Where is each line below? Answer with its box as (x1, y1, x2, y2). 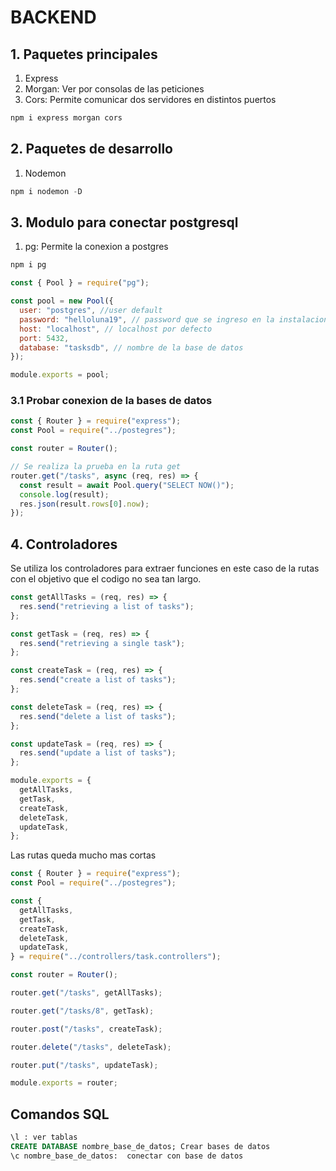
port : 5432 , (19, 333, 70, 343)
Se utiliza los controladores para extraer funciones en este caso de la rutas (10, 562, 320, 575)
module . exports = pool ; (10, 370, 110, 380)
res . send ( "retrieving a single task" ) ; (19, 638, 186, 648)
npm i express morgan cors (10, 113, 123, 123)
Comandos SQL (10, 1106, 110, 1123)
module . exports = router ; (10, 1078, 118, 1088)
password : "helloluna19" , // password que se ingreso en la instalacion (19, 314, 329, 325)
